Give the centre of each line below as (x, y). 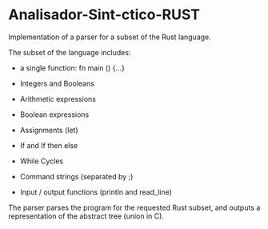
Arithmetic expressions (58, 98)
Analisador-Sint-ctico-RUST (104, 15)
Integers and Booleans (57, 83)
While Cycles (42, 161)
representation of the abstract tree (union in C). (86, 216)
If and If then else (49, 145)
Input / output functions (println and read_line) (96, 192)
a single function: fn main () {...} (72, 68)
